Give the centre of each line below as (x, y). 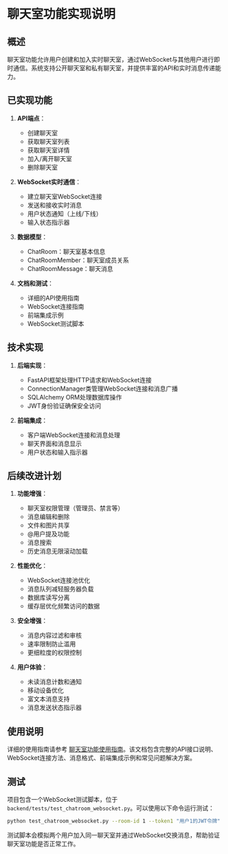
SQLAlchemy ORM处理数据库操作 (75, 397)
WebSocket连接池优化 (59, 580)
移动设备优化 (45, 690)
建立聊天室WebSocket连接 (65, 196)
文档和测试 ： (35, 283)
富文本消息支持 (48, 699)
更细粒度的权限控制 (55, 653)
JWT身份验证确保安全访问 (64, 406)
